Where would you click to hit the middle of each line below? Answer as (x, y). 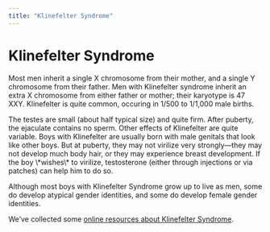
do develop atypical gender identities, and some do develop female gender (133, 195)
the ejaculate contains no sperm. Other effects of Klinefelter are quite (123, 128)
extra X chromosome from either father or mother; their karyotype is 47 (127, 95)
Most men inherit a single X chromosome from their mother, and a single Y (132, 78)
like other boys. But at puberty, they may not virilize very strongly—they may (135, 145)
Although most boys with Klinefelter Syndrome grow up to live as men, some (135, 186)
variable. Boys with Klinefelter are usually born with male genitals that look (132, 136)
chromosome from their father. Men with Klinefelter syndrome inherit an (128, 86)
